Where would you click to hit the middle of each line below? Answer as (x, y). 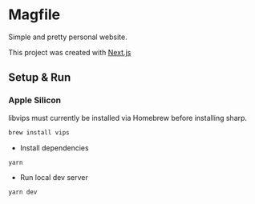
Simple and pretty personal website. (68, 37)
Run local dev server (54, 178)
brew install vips (39, 132)
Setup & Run (40, 78)
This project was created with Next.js (70, 52)
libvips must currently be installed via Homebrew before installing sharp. (127, 118)
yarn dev (23, 192)
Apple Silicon (35, 100)
